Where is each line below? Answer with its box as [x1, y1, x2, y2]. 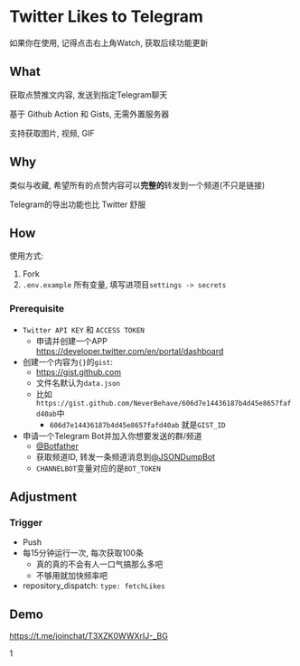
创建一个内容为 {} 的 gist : [22, 356, 113, 367]
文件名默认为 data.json [35, 377, 121, 388]
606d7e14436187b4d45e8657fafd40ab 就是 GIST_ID [49, 418, 226, 430]
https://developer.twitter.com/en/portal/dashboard [35, 345, 224, 356]
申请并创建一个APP [35, 335, 108, 346]
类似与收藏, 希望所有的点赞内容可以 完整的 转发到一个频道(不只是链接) [9, 179, 266, 191]
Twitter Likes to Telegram [9, 6, 203, 27]
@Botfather [35, 440, 80, 451]
